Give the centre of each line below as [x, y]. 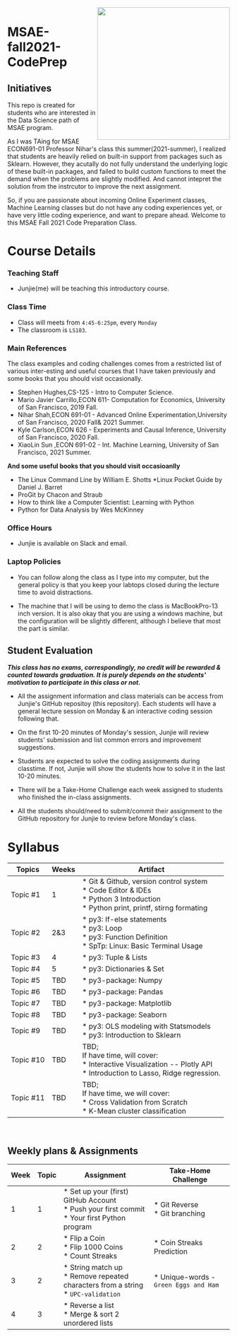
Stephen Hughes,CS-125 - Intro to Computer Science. [96, 392]
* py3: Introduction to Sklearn [132, 1035]
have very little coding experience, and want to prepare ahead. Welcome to [116, 215]
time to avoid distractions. [55, 592]
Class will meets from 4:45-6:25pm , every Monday [87, 322]
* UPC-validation [92, 1294]
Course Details [52, 251]
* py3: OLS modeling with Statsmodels [146, 1026]
